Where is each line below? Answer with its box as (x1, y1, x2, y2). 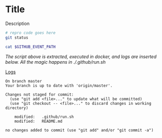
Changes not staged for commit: (5, 92, 74, 97)
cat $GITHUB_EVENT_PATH (5, 44, 56, 49)
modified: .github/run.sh (14, 114, 74, 119)
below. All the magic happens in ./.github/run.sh (5, 59, 106, 65)
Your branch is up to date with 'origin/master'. (5, 83, 113, 88)
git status (5, 35, 29, 40)
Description (5, 20, 30, 26)
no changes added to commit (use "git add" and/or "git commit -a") (5, 127, 154, 133)
